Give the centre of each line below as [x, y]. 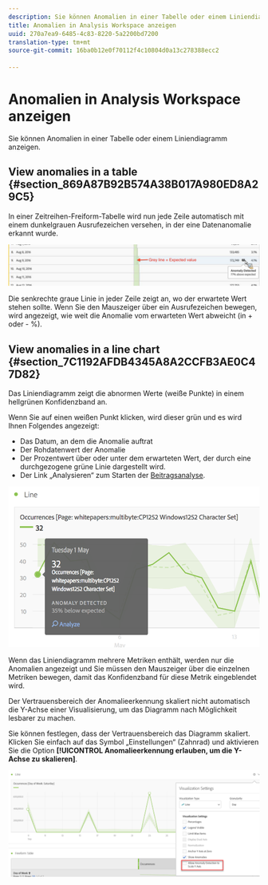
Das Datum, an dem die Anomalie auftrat [86, 441]
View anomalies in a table [73, 172]
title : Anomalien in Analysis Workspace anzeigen [93, 25]
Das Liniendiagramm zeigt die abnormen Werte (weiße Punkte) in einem [126, 393]
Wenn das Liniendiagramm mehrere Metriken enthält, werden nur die [121, 660]
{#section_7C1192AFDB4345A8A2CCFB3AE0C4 [132, 362]
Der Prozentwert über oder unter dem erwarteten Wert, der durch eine [135, 458]
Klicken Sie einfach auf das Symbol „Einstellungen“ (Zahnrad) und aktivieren [134, 741]
